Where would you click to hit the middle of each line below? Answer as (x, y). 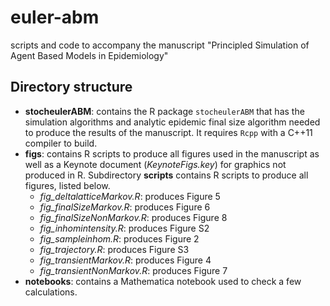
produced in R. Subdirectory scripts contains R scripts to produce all (166, 175)
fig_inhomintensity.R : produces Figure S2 (124, 228)
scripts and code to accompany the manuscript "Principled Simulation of (160, 45)
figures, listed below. (67, 185)
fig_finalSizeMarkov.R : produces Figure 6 (125, 207)
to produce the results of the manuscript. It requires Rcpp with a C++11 (168, 132)
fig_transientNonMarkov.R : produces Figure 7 (133, 270)
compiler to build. (61, 143)
